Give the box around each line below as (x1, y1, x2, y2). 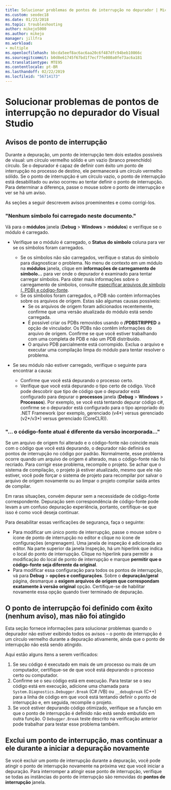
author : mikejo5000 (5, 27, 47, 32)
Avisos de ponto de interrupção (5, 138, 107, 147)
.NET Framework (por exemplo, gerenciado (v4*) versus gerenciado (20, 410, 164, 416)
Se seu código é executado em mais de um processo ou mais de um (12, 661, 156, 667)
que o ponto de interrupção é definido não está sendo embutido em (12, 710, 155, 716)
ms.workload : (5, 41, 33, 46)
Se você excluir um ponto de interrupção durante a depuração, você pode (5, 757, 161, 764)
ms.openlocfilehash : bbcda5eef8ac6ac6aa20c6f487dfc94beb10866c (5, 50, 142, 55)
